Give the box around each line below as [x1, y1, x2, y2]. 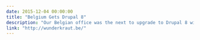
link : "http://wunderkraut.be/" [6, 25, 86, 31]
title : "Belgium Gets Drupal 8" [6, 14, 86, 20]
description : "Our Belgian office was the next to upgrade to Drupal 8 [6, 19, 187, 25]
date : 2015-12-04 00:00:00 [6, 8, 73, 15]
